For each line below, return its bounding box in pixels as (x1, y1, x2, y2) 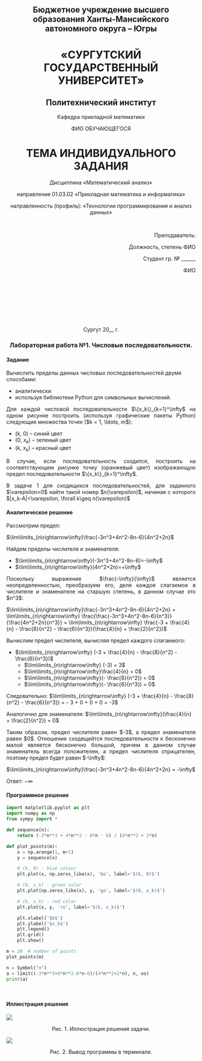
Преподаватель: (154, 232, 196, 239)
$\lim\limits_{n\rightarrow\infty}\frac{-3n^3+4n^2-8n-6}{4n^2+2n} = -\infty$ (6, 766, 196, 773)
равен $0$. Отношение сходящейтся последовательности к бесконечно (6, 735, 196, 743)
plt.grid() (17, 932, 44, 938)
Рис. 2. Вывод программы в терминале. (49, 1048, 153, 1055)
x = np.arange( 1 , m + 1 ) (17, 849, 74, 855)
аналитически (14, 387, 52, 394)
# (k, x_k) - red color (17, 898, 77, 904)
